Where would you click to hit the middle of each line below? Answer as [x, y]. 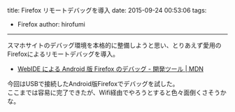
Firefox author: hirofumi [51, 24]
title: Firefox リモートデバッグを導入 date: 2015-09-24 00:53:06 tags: [107, 10]
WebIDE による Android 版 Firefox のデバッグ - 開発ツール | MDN [111, 69]
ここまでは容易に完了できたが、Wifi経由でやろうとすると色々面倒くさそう [114, 92]
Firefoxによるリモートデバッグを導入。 [63, 54]
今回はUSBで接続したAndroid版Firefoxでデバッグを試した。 [93, 84]
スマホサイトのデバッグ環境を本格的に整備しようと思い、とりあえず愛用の [114, 45]
